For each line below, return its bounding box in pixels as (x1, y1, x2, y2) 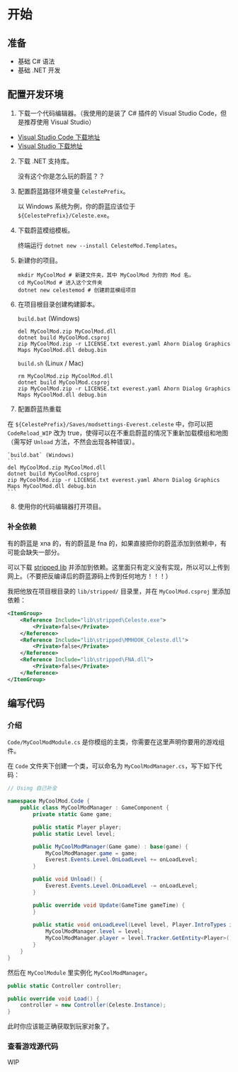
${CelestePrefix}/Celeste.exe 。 (17, 211, 113, 219)
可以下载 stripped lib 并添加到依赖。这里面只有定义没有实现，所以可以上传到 (7, 563, 230, 572)
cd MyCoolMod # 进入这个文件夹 (17, 279, 103, 286)
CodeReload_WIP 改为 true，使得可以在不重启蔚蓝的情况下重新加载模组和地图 (7, 429, 229, 437)
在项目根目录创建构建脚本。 (17, 299, 99, 309)
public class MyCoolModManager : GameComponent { (20, 805, 170, 812)
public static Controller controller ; (7, 982, 122, 990)
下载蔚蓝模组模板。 (17, 226, 74, 234)
